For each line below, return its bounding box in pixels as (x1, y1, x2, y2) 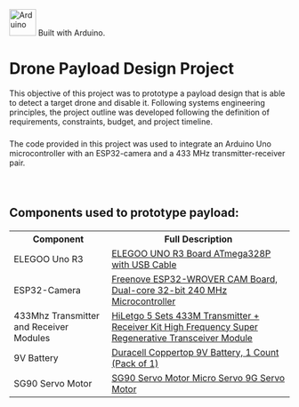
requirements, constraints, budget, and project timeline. (9, 116, 214, 127)
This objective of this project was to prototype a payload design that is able (9, 88, 286, 99)
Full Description (164, 233, 233, 245)
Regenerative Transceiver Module (110, 331, 254, 344)
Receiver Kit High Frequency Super (110, 320, 258, 332)
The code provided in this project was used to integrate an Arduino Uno (9, 138, 271, 149)
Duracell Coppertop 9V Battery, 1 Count (110, 346, 279, 358)
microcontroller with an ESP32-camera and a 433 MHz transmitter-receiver (9, 148, 286, 158)
